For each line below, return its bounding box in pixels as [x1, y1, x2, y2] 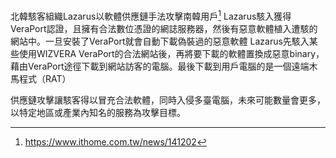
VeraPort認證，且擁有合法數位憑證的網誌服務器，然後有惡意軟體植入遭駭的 [10, 22, 318, 34]
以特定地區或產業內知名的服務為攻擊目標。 [10, 106, 186, 118]
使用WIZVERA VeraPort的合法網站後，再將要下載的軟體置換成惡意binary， [18, 47, 325, 59]
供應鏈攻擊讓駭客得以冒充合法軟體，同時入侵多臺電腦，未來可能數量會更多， [10, 94, 326, 106]
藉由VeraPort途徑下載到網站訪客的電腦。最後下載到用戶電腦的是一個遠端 [10, 60, 310, 72]
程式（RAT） [18, 72, 72, 84]
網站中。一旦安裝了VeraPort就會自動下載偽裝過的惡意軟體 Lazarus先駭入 [10, 35, 310, 47]
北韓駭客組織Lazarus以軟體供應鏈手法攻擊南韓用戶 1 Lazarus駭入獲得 [10, 9, 292, 22]
